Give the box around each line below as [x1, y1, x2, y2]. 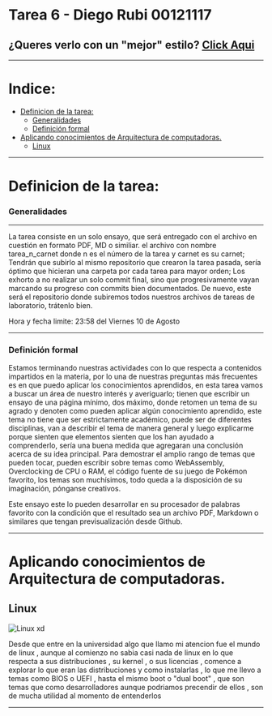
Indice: [8, 79, 57, 98]
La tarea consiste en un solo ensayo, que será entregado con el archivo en [8, 232, 257, 242]
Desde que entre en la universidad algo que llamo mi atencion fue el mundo [8, 639, 261, 649]
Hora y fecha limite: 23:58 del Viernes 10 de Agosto [8, 316, 181, 326]
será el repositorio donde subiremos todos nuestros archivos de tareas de [8, 292, 255, 302]
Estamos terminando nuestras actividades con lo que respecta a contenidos [8, 362, 262, 372]
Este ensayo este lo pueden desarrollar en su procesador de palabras [8, 499, 240, 508]
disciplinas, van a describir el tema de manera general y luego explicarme [8, 423, 254, 433]
